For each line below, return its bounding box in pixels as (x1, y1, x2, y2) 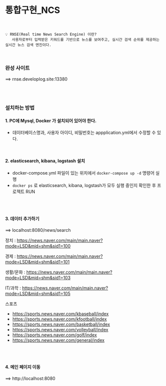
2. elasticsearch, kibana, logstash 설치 (5, 158, 85, 164)
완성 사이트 (5, 64, 30, 71)
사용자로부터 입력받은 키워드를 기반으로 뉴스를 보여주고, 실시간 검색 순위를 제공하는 (11, 37, 160, 42)
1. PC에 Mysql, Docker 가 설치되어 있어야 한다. (5, 117, 97, 123)
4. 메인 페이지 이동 (5, 364, 41, 370)
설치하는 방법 (5, 104, 35, 111)
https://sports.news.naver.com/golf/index (12, 332, 97, 338)
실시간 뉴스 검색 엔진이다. (5, 42, 52, 47)
